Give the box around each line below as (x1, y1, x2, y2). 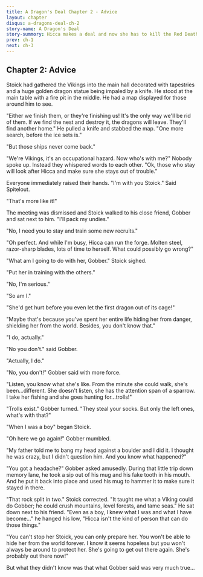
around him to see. (6, 100, 53, 108)
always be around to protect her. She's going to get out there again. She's (6, 546, 190, 553)
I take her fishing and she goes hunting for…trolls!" (6, 393, 132, 401)
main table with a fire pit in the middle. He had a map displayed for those (6, 94, 187, 101)
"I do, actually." (6, 334, 44, 341)
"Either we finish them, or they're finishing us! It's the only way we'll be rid (6, 112, 192, 119)
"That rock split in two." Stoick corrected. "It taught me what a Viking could (6, 495, 193, 503)
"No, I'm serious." (6, 280, 50, 288)
